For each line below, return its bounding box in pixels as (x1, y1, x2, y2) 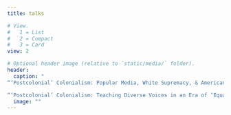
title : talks (7, 10, 45, 17)
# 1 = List (7, 29, 45, 36)
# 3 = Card (7, 42, 45, 49)
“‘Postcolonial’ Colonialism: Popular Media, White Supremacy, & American (7, 79, 226, 86)
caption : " (13, 73, 45, 79)
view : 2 (7, 48, 30, 55)
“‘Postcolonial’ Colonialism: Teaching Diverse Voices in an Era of (7, 92, 208, 99)
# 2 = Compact (7, 35, 54, 42)
